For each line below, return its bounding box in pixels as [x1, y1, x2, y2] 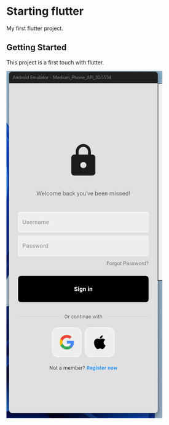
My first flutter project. [6, 25, 63, 32]
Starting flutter [6, 4, 84, 18]
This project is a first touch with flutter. [6, 58, 104, 66]
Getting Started [6, 42, 67, 53]
